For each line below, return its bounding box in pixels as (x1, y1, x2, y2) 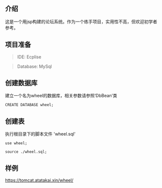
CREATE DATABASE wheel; (5, 103, 54, 107)
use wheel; (5, 141, 27, 146)
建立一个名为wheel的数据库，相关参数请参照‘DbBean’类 (5, 93, 117, 99)
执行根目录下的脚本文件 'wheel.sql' (5, 131, 76, 137)
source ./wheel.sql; (5, 149, 48, 155)
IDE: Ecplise (17, 54, 42, 60)
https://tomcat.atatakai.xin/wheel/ (5, 177, 74, 183)
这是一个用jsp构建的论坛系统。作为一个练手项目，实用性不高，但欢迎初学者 (5, 19, 158, 25)
